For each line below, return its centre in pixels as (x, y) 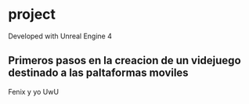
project (32, 14)
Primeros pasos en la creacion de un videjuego (125, 61)
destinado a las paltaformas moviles (99, 73)
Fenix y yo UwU (34, 91)
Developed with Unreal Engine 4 (60, 36)
